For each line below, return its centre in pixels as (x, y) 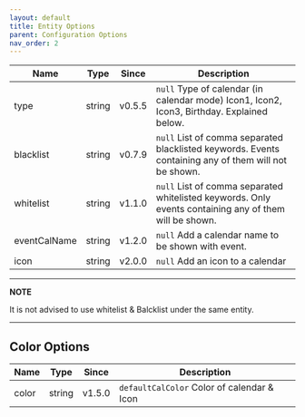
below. (170, 123)
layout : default (40, 18)
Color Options (50, 347)
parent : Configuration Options (69, 34)
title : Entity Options (52, 26)
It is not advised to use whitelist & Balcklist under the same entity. (132, 310)
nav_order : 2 (34, 43)
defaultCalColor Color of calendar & (197, 388)
